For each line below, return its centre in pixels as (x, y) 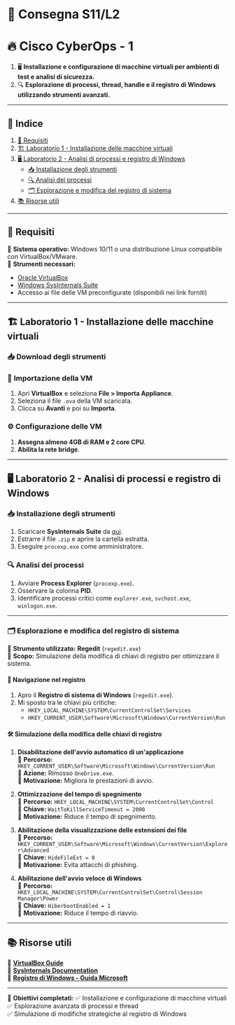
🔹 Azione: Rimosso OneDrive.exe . (65, 773)
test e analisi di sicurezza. (56, 77)
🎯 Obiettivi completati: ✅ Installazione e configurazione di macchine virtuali (117, 998)
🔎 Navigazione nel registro (47, 679)
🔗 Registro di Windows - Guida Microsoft (67, 978)
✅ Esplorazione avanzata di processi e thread (73, 1006)
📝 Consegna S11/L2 (64, 14)
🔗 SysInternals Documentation (53, 970)
